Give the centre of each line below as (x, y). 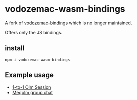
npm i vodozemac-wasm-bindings (38, 60)
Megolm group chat (33, 92)
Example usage (29, 75)
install (15, 48)
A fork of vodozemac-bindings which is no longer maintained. (69, 23)
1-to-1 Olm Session (32, 87)
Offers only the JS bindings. (34, 32)
